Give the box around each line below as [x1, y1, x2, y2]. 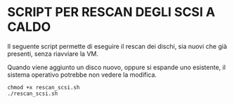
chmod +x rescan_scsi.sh [7, 84, 80, 91]
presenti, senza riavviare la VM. [7, 50, 98, 58]
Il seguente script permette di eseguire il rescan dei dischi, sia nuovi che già [7, 42, 227, 50]
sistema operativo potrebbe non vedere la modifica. [7, 70, 157, 79]
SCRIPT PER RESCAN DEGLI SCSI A [7, 4, 216, 20]
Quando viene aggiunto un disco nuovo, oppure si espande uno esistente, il [7, 63, 226, 71]
